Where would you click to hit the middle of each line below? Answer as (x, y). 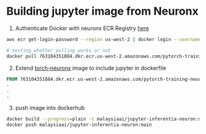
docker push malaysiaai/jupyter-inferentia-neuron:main (79, 125)
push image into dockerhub (50, 108)
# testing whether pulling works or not (59, 50)
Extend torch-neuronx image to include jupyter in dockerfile (91, 68)
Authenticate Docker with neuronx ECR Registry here (82, 28)
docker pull (21, 56)
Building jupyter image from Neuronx (102, 11)
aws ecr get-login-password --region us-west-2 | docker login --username (104, 39)
